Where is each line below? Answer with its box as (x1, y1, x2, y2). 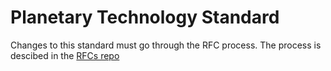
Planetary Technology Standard (10, 6, 280, 29)
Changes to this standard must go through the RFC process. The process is (10, 39, 322, 51)
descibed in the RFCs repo (10, 49, 120, 61)
